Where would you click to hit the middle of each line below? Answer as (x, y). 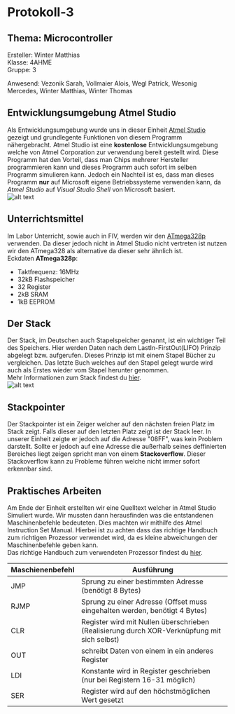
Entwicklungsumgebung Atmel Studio (92, 113)
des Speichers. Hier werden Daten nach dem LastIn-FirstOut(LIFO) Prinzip (114, 348)
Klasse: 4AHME (30, 62)
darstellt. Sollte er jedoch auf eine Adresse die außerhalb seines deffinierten (117, 447)
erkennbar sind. (30, 469)
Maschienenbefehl (43, 570)
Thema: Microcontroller (60, 38)
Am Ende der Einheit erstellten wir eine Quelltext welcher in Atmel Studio (112, 508)
